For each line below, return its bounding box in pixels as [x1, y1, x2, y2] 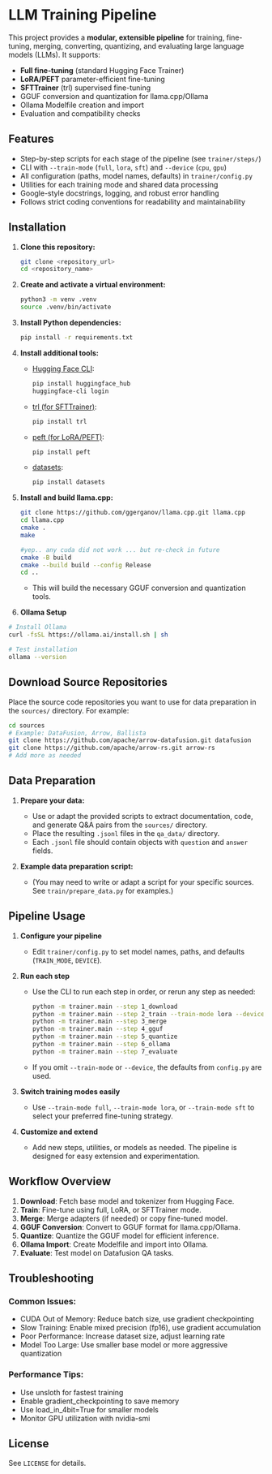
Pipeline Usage [8, 909, 87, 923]
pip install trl [32, 417, 87, 425]
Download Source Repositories [8, 675, 168, 689]
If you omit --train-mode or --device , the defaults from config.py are [32, 1062, 262, 1072]
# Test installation [8, 645, 79, 654]
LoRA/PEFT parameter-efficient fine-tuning [19, 74, 166, 84]
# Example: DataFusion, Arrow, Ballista [8, 729, 147, 737]
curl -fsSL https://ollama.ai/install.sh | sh [8, 631, 168, 639]
